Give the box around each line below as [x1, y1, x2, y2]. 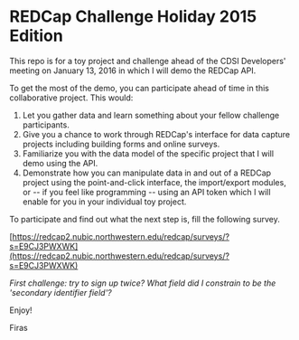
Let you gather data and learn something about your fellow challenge [22, 109, 280, 120]
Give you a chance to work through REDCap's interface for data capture [22, 128, 291, 139]
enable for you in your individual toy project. [22, 196, 187, 207]
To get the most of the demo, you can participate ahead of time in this [9, 82, 269, 93]
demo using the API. [22, 157, 98, 168]
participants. [22, 119, 70, 130]
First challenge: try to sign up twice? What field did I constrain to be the [9, 278, 276, 288]
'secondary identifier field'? [9, 287, 113, 297]
